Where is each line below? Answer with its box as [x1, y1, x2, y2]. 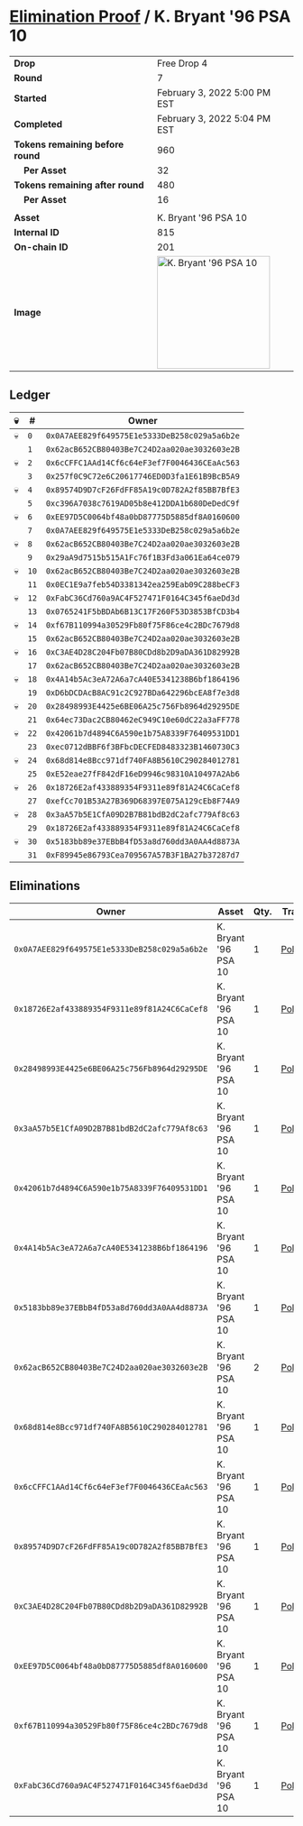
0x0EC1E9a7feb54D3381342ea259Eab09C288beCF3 [45, 579, 241, 590]
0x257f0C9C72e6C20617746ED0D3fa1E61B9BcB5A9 [45, 471, 241, 482]
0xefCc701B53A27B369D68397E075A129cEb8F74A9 [45, 795, 241, 806]
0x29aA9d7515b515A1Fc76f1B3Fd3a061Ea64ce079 [45, 552, 241, 563]
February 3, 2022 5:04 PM [156, 112, 271, 124]
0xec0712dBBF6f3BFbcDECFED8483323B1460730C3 [45, 741, 241, 752]
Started [14, 92, 47, 105]
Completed [14, 117, 63, 130]
